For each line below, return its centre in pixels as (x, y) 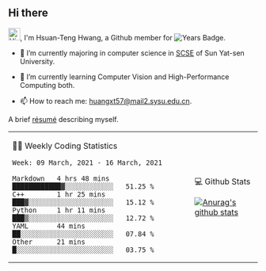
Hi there (28, 13)
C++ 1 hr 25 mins (59, 194)
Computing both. (47, 85)
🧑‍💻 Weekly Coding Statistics (65, 146)
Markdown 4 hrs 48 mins (61, 178)
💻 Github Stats (222, 181)
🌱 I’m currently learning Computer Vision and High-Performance (124, 76)
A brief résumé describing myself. (63, 119)
